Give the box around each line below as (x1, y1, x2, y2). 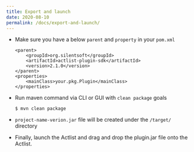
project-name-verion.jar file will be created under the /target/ (14, 116, 171, 123)
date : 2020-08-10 (6, 14, 50, 20)
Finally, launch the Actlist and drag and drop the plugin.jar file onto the (14, 134, 188, 141)
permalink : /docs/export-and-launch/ (6, 20, 100, 26)
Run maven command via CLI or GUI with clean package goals (14, 94, 167, 102)
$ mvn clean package (14, 106, 66, 112)
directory (14, 122, 38, 129)
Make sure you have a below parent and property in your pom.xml (14, 36, 175, 43)
